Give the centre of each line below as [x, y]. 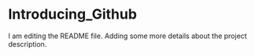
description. [28, 44]
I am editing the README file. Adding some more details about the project [128, 36]
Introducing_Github [73, 14]
